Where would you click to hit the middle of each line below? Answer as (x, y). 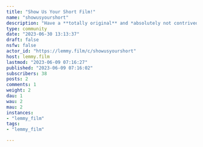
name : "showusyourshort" (37, 17)
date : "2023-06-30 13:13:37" (43, 34)
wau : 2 (14, 101)
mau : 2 (14, 107)
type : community (27, 29)
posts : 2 (17, 79)
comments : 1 (21, 85)
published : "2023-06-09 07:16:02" (50, 68)
